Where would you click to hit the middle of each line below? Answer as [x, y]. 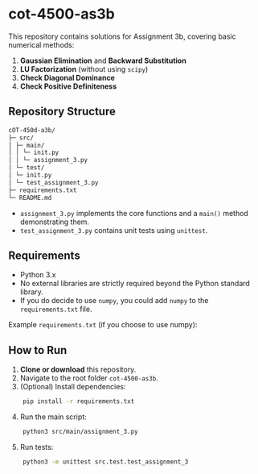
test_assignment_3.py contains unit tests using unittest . [114, 230]
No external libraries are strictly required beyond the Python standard [135, 284]
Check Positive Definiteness [68, 86]
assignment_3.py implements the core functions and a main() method [134, 213]
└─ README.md [30, 197]
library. [32, 292]
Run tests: [37, 447]
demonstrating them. [55, 222]
